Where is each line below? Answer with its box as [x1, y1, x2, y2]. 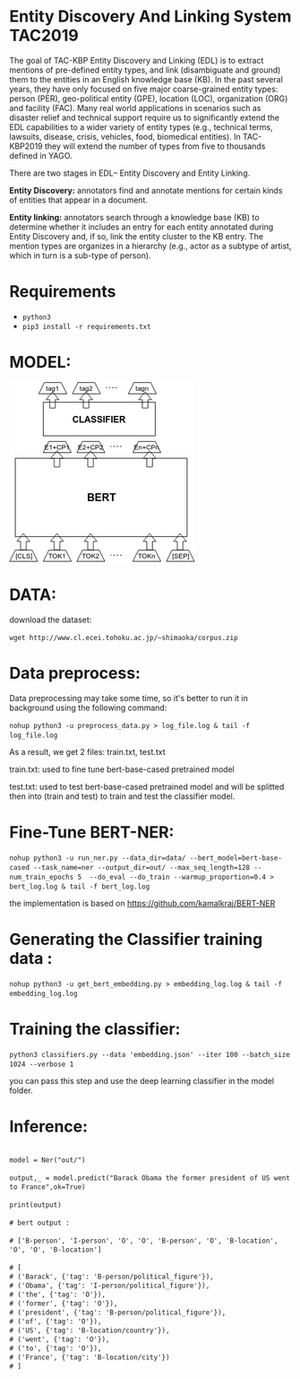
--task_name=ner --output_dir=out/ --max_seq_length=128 [32, 863, 251, 872]
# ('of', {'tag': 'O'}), [9, 1317, 102, 1326]
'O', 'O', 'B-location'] [9, 1245, 102, 1254]
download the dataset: [9, 614, 92, 625]
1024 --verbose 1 [9, 1060, 74, 1069]
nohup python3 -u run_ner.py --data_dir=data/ [9, 854, 186, 863]
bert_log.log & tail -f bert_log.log [9, 881, 150, 891]
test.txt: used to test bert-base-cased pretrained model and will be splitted [9, 781, 285, 792]
